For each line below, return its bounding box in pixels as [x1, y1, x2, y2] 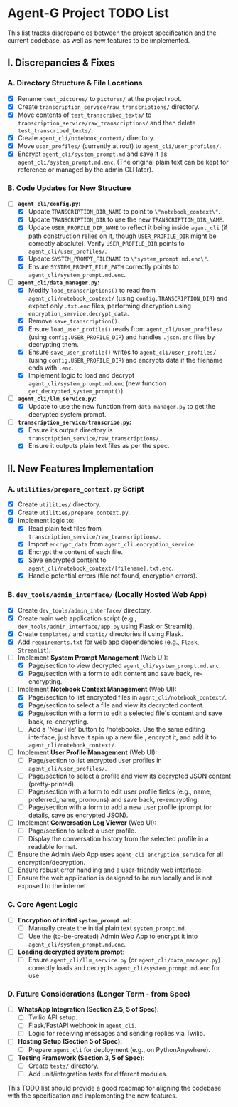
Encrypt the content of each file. [28, 548, 123, 556]
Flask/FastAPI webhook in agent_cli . [28, 1021, 136, 1030]
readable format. [28, 843, 77, 851]
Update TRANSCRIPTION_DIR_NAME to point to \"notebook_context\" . [28, 207, 220, 216]
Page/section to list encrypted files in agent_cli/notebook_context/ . [28, 693, 227, 702]
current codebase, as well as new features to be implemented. [7, 36, 190, 44]
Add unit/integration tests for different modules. [28, 1069, 168, 1078]
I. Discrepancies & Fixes [7, 57, 115, 69]
